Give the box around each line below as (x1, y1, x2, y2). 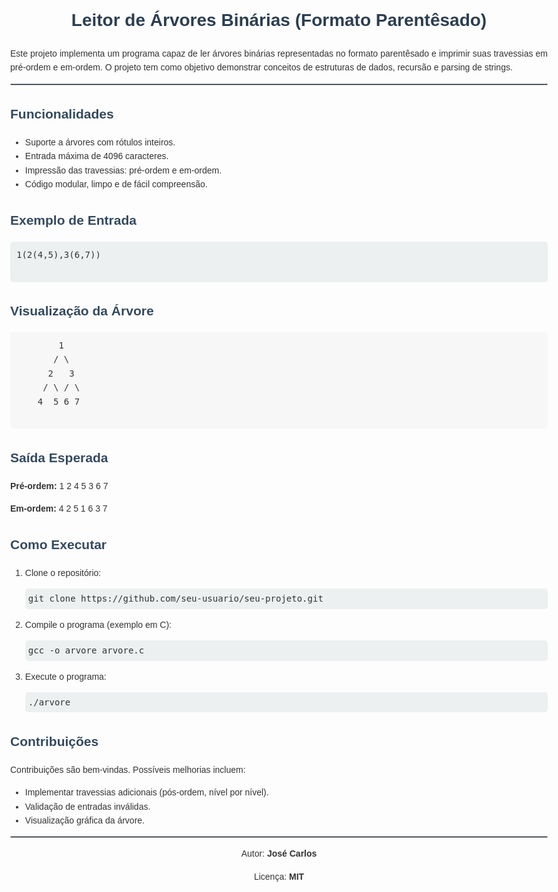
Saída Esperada (10, 449, 109, 465)
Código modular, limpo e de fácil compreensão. (24, 179, 208, 190)
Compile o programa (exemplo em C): (24, 619, 172, 630)
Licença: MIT (253, 871, 305, 882)
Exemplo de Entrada (10, 212, 137, 228)
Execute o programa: (24, 671, 107, 682)
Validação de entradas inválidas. (24, 801, 151, 812)
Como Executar (10, 537, 108, 552)
